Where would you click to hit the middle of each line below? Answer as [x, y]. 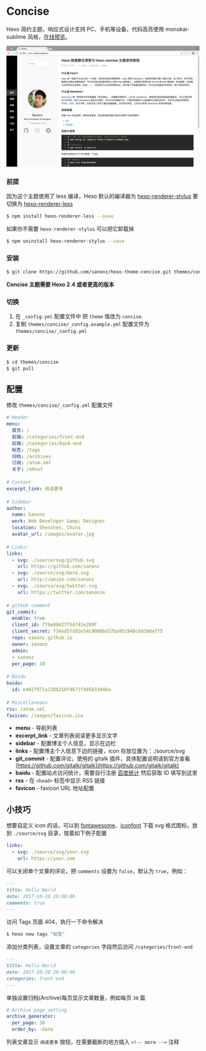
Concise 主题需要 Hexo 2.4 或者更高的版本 [60, 284]
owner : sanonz [30, 644]
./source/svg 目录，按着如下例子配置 [60, 833]
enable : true [29, 619]
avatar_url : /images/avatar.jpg [53, 534]
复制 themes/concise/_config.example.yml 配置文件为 [82, 324]
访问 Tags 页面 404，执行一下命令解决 [55, 922]
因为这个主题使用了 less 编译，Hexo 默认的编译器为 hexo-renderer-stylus [99, 196]
